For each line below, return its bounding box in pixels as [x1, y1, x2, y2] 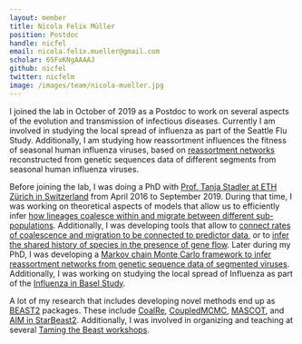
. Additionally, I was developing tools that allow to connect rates [53, 220, 291, 231]
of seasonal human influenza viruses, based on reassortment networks [9, 144, 275, 155]
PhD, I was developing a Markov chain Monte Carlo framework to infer [9, 249, 272, 260]
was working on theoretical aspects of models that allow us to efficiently [9, 201, 280, 211]
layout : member [9, 13, 67, 23]
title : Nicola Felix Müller [9, 22, 116, 31]
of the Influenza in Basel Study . [9, 278, 126, 289]
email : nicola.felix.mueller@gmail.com [9, 47, 161, 56]
